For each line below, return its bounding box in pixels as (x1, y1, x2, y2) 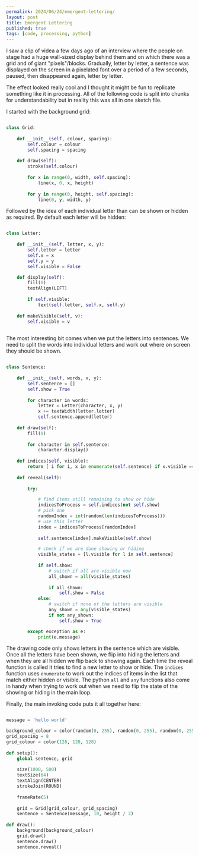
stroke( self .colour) (27, 164, 78, 169)
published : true (6, 25, 46, 32)
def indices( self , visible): (17, 458, 89, 464)
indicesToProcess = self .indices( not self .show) (37, 502, 161, 508)
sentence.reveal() (17, 844, 62, 850)
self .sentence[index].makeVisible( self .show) (37, 535, 152, 541)
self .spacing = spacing (27, 147, 86, 153)
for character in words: (27, 397, 89, 403)
